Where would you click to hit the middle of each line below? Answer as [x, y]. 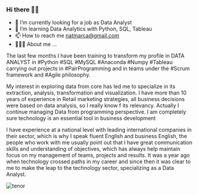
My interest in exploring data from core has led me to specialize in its [91, 87]
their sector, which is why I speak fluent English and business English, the [97, 136]
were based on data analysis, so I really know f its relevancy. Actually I [93, 106]
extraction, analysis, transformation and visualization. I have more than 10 [96, 93]
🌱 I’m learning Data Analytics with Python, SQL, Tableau [83, 29]
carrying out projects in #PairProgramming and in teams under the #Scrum [98, 69]
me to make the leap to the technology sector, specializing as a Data [90, 168]
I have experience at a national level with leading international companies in [99, 130]
